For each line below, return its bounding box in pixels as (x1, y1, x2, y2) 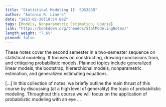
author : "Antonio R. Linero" (5, 12, 66, 17)
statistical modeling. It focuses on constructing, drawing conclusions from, (5, 54, 159, 60)
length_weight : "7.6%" (5, 31, 53, 36)
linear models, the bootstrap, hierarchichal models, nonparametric (5, 65, 142, 71)
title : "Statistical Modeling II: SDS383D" (5, 7, 98, 13)
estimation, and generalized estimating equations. (5, 70, 108, 76)
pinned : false (5, 36, 35, 41)
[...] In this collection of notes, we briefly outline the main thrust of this (5, 80, 150, 86)
